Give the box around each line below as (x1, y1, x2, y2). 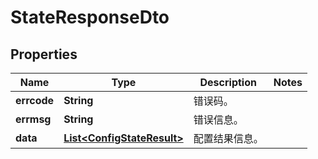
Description (199, 76, 257, 89)
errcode (15, 94, 55, 107)
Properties (10, 46, 78, 63)
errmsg (15, 112, 52, 126)
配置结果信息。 (193, 132, 264, 145)
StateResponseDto (10, 6, 170, 29)
